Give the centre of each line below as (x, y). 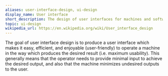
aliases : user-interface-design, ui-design (51, 10)
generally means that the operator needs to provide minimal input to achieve (84, 58)
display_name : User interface (37, 14)
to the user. (17, 69)
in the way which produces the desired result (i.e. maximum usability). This (82, 53)
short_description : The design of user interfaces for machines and (78, 19)
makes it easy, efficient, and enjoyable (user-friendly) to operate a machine (82, 48)
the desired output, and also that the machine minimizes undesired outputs (82, 64)
